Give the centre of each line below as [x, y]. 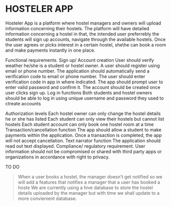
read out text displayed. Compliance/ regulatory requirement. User [75, 146]
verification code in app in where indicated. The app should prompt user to [84, 82]
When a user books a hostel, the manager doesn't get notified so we [90, 176]
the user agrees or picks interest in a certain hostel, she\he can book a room [86, 44]
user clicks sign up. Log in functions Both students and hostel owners [79, 93]
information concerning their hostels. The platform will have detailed [77, 28]
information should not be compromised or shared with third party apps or [84, 151]
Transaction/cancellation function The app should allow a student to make [83, 130]
